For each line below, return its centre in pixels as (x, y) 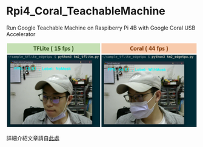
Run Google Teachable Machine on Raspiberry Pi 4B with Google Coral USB (101, 28)
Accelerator (21, 34)
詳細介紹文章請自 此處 (33, 138)
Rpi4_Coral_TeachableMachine (86, 11)
